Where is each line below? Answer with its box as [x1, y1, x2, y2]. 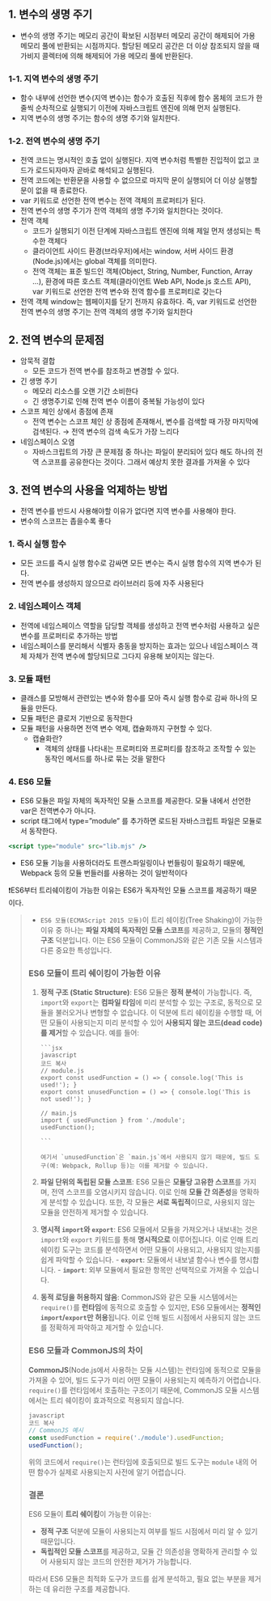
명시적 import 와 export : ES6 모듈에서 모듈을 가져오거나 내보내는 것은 [40, 1225, 259, 1235]
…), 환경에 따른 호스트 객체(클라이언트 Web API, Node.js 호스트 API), [32, 277, 252, 286]
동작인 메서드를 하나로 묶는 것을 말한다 [44, 753, 166, 763]
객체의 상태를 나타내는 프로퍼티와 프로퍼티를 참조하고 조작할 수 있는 [44, 743, 256, 753]
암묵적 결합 [19, 356, 56, 366]
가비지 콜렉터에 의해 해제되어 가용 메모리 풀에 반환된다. [19, 51, 193, 61]
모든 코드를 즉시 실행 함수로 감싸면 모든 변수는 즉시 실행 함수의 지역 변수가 [19, 558, 253, 568]
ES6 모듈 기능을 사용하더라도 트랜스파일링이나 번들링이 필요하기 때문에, [19, 858, 245, 868]
